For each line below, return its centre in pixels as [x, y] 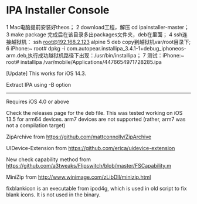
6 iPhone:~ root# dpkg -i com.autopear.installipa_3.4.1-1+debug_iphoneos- [96, 48]
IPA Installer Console [58, 10]
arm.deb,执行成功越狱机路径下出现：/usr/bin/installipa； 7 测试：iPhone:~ [95, 55]
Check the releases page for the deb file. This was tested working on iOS [94, 113]
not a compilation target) [36, 125]
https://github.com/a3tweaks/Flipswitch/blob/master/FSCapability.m [89, 165]
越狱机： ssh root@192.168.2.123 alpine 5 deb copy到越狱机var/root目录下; [101, 42]
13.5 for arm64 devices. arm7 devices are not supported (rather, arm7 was [96, 119]
